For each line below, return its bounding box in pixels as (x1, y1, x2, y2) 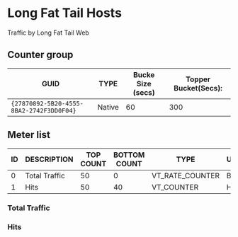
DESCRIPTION (25, 154, 74, 164)
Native (97, 102, 119, 112)
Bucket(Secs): (173, 83, 223, 93)
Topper (185, 74, 211, 84)
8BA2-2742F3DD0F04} (11, 106, 76, 115)
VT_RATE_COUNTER (151, 170, 220, 180)
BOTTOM (113, 150, 145, 160)
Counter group (7, 49, 74, 61)
